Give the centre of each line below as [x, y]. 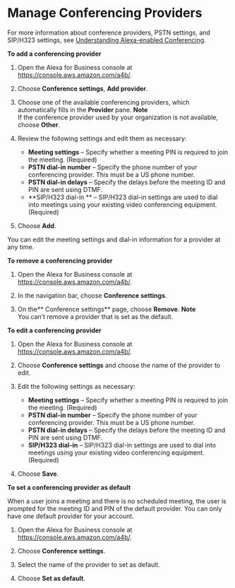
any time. [21, 247]
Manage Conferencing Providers [105, 13]
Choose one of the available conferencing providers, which [103, 102]
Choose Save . [38, 474]
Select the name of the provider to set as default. [89, 564]
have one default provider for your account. [71, 516]
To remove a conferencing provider [60, 260]
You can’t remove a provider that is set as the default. [95, 316]
